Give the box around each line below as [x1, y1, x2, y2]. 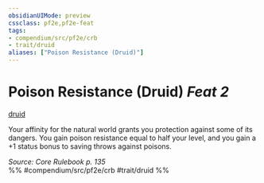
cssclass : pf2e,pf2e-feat [8, 19, 94, 27]
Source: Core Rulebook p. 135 [8, 157, 106, 166]
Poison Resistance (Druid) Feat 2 [8, 83, 229, 101]
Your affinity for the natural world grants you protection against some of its [8, 124, 253, 134]
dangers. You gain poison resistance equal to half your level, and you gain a [8, 133, 257, 142]
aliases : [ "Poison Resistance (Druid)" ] [8, 49, 145, 56]
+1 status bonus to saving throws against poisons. [8, 141, 173, 151]
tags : [8, 26, 26, 34]
